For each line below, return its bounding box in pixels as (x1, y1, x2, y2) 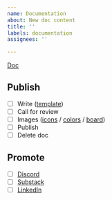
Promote (7, 151, 45, 163)
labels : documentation (7, 29, 73, 37)
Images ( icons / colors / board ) (17, 115, 106, 124)
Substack (17, 178, 45, 186)
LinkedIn (17, 185, 42, 194)
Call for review (17, 108, 59, 115)
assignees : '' (7, 36, 48, 43)
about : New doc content (7, 17, 76, 24)
